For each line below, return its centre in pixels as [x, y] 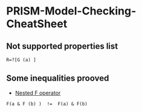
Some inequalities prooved [58, 79]
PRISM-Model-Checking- [71, 11]
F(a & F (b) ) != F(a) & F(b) [47, 104]
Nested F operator [38, 93]
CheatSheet [37, 24]
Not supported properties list [62, 46]
